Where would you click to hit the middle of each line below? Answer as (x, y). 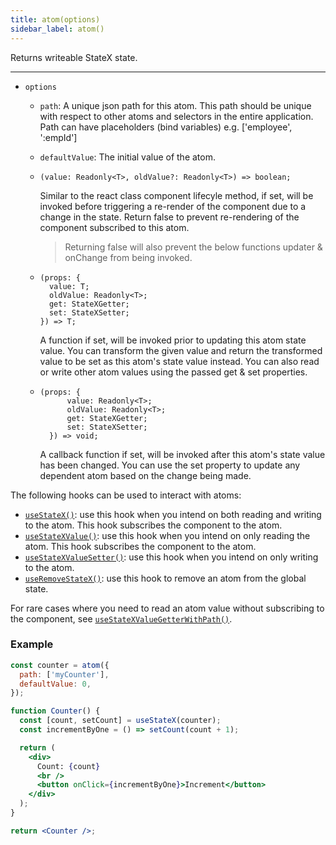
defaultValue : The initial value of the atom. (127, 157)
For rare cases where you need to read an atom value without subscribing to (167, 608)
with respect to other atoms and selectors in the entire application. (176, 116)
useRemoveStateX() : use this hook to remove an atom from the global (165, 578)
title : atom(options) (55, 19)
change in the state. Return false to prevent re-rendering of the (169, 217)
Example (32, 644)
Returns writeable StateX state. (74, 57)
